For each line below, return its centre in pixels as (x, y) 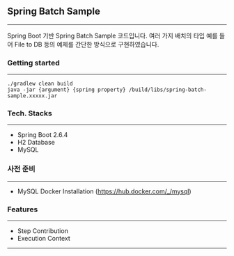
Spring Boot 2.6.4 (42, 135)
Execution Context (44, 238)
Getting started (34, 63)
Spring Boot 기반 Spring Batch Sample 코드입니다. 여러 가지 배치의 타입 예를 (112, 35)
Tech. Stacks (30, 113)
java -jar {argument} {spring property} (67, 90)
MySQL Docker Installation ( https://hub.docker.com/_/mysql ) (104, 191)
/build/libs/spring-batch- (168, 90)
